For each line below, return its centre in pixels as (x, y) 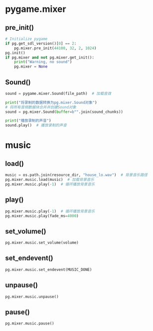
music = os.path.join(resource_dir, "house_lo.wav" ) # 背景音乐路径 (76, 175)
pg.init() (15, 53)
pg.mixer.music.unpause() (32, 297)
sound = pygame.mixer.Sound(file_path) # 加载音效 (58, 93)
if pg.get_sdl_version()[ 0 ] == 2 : (41, 43)
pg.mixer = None (31, 67)
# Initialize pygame (27, 39)
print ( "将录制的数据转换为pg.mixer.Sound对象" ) (51, 102)
